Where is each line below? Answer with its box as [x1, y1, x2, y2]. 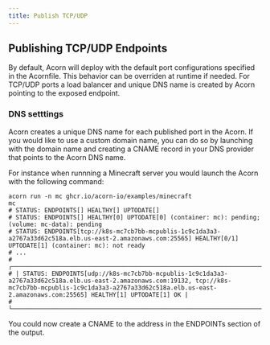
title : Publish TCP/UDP [8, 11, 88, 20]
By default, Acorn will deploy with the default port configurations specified [8, 63, 256, 72]
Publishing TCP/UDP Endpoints [8, 42, 168, 55]
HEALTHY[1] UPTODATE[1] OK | [91, 290, 189, 298]
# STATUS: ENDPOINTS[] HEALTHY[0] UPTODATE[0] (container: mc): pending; [8, 213, 261, 221]
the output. [8, 327, 45, 337]
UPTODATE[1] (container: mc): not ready [8, 241, 146, 249]
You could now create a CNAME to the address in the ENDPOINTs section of [8, 318, 261, 328]
